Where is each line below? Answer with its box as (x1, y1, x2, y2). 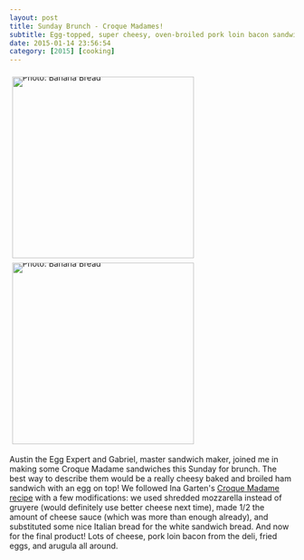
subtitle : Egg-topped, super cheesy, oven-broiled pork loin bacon (9, 30, 270, 39)
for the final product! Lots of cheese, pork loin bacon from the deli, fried (9, 531, 278, 542)
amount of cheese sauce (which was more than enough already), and (9, 512, 269, 523)
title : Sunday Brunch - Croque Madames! (9, 22, 165, 31)
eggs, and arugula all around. (9, 540, 119, 552)
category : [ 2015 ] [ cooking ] (9, 47, 116, 56)
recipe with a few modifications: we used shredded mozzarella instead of (9, 492, 282, 503)
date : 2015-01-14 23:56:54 (9, 38, 111, 48)
